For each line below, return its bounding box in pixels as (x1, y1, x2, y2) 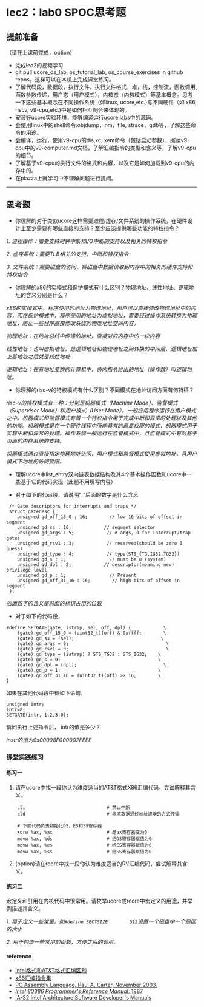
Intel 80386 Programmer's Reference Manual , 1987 (15, 988, 143, 995)
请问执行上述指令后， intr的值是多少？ (6, 723, 101, 731)
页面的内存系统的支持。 (6, 437, 65, 444)
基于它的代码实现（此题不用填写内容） (20, 478, 116, 485)
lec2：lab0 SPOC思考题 (6, 5, 127, 19)
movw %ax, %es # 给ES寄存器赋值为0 (17, 842, 152, 848)
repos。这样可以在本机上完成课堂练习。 (15, 76, 115, 83)
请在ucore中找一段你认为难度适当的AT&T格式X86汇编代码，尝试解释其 (15, 783, 191, 791)
